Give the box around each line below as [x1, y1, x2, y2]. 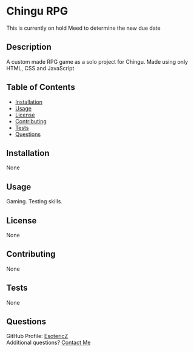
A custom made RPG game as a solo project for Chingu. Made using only [6, 58, 189, 65]
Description [6, 42, 52, 52]
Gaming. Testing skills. [6, 198, 62, 205]
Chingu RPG [6, 4, 69, 18]
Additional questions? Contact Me [6, 339, 91, 347]
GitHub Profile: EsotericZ [6, 333, 69, 340]
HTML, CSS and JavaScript [6, 64, 75, 72]
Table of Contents [6, 82, 76, 92]
